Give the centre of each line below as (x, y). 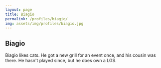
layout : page (19, 10)
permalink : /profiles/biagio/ (37, 19)
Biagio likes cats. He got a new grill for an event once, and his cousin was (80, 55)
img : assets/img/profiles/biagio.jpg (44, 23)
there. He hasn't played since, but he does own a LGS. (61, 61)
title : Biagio (20, 14)
